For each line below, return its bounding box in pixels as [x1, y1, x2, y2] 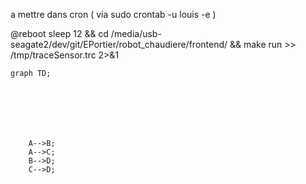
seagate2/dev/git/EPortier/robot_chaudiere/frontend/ [10, 39, 228, 50]
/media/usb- [110, 28, 162, 39]
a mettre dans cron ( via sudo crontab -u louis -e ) [10, 9, 217, 20]
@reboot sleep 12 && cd [10, 28, 109, 39]
